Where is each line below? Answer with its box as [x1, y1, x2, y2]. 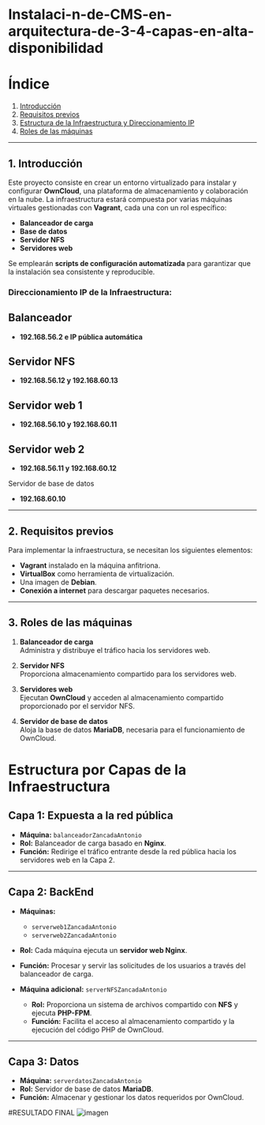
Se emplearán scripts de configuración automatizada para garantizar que [8, 258, 251, 268]
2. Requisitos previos [8, 524, 114, 538]
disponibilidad [8, 39, 104, 57]
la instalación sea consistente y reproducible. [8, 267, 155, 276]
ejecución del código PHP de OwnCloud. [31, 1025, 164, 1034]
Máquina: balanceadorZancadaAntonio [19, 830, 142, 839]
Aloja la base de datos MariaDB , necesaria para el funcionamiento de [19, 725, 245, 734]
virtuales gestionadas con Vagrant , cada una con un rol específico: [8, 203, 227, 212]
